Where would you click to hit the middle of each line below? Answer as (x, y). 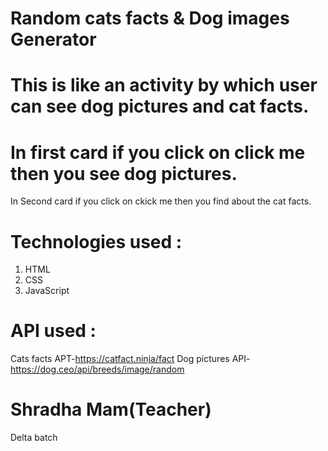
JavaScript (47, 291)
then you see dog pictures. (124, 173)
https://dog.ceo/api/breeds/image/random (97, 369)
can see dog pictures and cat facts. (160, 106)
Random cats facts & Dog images (150, 18)
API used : (53, 331)
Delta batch (34, 438)
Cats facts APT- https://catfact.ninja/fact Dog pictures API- (130, 359)
